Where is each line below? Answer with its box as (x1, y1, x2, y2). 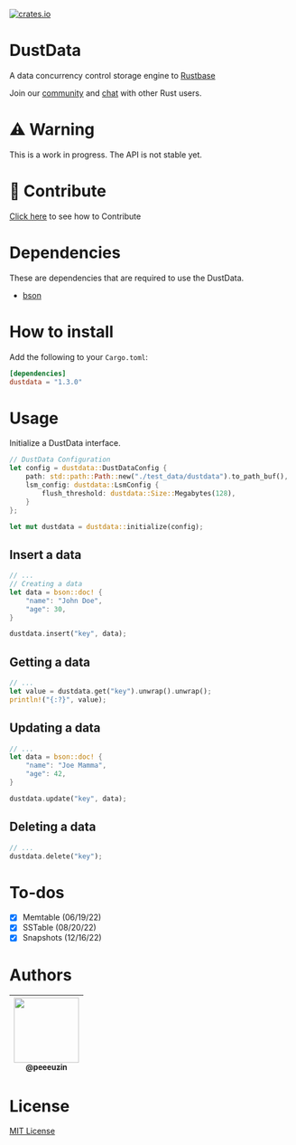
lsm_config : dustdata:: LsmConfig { (25, 480, 160, 489)
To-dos (9, 882, 65, 903)
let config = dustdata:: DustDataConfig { (9, 464, 168, 473)
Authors (9, 964, 72, 985)
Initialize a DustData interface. (9, 438, 121, 449)
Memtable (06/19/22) (22, 912, 102, 923)
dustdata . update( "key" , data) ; (9, 794, 127, 803)
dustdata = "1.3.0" (9, 377, 83, 386)
